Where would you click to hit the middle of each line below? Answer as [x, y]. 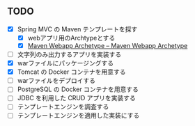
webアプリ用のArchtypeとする [71, 38]
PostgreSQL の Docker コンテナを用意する [78, 89]
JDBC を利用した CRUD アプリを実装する [76, 98]
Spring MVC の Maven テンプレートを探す [77, 29]
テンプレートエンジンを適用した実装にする [78, 116]
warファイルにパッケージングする [65, 63]
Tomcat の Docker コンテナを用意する [72, 72]
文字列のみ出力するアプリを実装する [69, 54]
